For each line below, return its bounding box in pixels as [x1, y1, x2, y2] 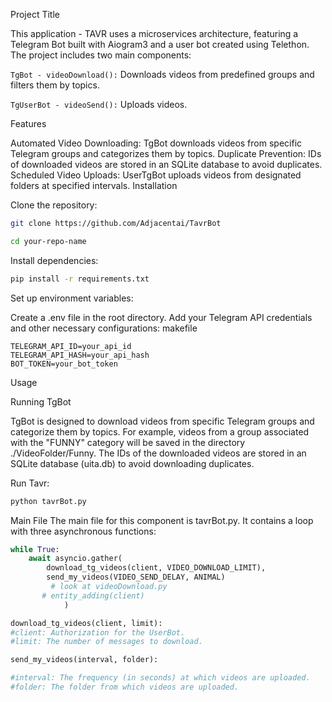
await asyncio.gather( [28, 554, 123, 564]
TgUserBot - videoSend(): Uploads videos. [10, 99, 188, 110]
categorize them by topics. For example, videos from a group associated [10, 425, 310, 438]
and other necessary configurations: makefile [10, 322, 198, 334]
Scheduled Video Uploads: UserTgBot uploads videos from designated [10, 169, 302, 181]
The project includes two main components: [10, 49, 192, 61]
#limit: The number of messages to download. [10, 637, 203, 647]
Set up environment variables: [10, 292, 134, 304]
